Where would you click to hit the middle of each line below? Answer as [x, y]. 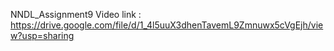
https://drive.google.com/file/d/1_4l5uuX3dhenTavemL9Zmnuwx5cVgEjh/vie [167, 25]
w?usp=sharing [42, 35]
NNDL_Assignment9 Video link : [76, 14]
